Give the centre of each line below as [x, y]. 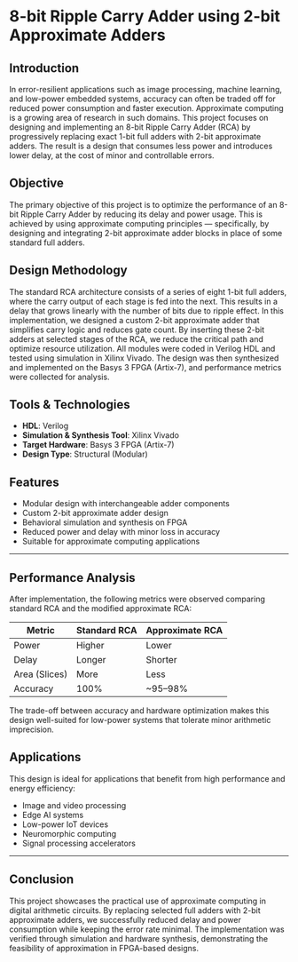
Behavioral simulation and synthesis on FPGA [105, 522]
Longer [91, 660]
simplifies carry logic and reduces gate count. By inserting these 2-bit [137, 330]
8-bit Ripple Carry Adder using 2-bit [145, 16]
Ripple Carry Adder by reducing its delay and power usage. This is [142, 214]
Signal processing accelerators [78, 843]
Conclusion [42, 880]
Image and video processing [74, 805]
